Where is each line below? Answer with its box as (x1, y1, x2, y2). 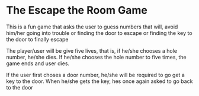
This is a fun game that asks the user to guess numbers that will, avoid (6, 23, 178, 30)
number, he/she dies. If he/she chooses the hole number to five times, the (6, 53, 187, 60)
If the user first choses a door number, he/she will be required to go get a (6, 71, 185, 78)
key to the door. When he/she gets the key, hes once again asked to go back (6, 78, 193, 85)
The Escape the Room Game (6, 4, 148, 17)
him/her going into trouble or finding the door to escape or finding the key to (6, 29, 192, 36)
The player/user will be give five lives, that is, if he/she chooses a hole (6, 47, 178, 54)
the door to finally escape (6, 36, 69, 43)
